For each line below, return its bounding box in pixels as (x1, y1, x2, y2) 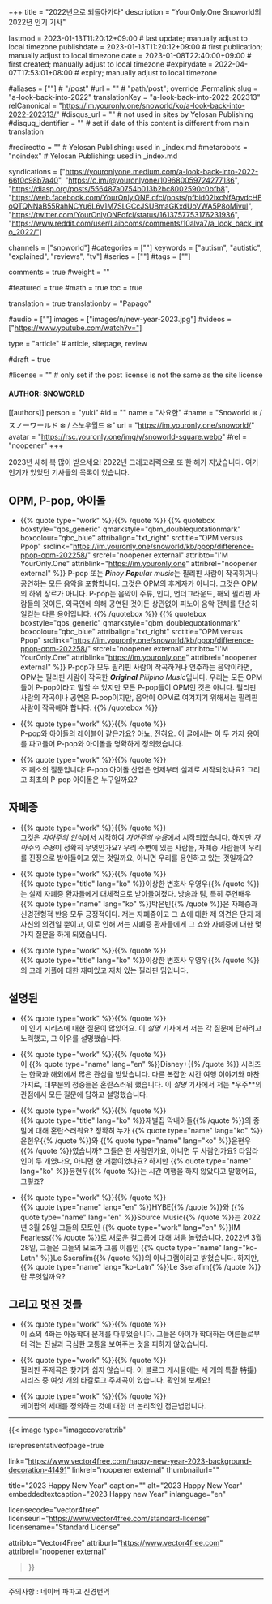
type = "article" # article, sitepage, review (8, 339, 148, 348)
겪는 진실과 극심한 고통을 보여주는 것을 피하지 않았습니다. (28, 1340, 209, 1349)
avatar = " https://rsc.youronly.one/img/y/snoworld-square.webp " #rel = (8, 432, 248, 442)
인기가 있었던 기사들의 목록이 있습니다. (8, 467, 130, 477)
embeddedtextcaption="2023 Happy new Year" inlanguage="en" (8, 1490, 227, 1499)
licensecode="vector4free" (8, 1505, 100, 1515)
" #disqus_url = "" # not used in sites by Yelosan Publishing (56, 110, 254, 119)
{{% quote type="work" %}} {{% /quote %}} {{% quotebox (19, 516, 215, 526)
